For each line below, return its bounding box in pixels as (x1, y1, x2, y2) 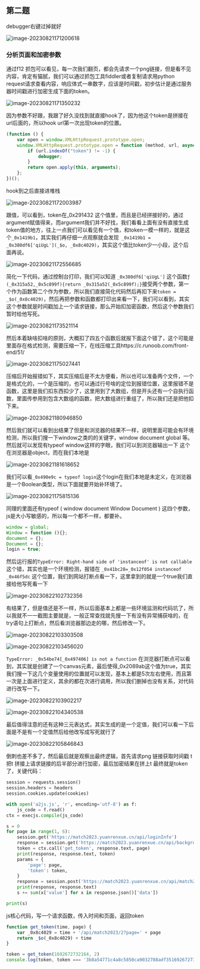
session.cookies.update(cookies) (6, 791, 89, 797)
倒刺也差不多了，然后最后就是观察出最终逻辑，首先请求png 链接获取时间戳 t (6, 752, 192, 760)
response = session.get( (17, 840, 79, 846)
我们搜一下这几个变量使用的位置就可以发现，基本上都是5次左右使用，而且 (6, 670, 187, 677)
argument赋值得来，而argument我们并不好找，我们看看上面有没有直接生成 (6, 218, 189, 226)
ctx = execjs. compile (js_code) (6, 812, 84, 819)
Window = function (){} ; (6, 530, 68, 536)
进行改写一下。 (6, 685, 43, 692)
